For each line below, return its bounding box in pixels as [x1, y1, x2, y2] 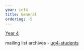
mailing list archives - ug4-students [5, 40, 79, 46]
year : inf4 [5, 7, 28, 12]
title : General [5, 12, 37, 17]
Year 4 [5, 30, 19, 36]
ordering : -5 [5, 16, 33, 21]
